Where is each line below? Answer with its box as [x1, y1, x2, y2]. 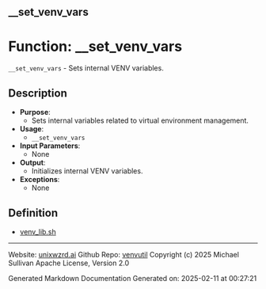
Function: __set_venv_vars [8, 37, 183, 55]
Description [8, 86, 67, 100]
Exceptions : [19, 175, 60, 184]
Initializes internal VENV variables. [31, 166, 143, 176]
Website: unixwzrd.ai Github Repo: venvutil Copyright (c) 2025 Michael [8, 249, 240, 259]
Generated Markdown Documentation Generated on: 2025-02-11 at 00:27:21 [8, 273, 257, 283]
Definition [8, 206, 58, 219]
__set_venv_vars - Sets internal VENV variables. [8, 63, 164, 73]
